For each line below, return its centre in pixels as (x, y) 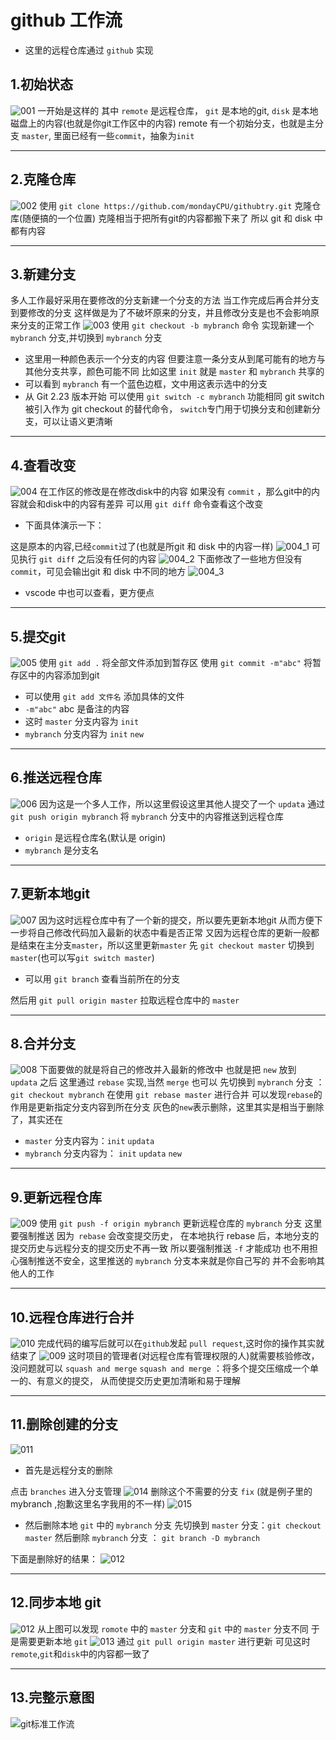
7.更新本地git (50, 894)
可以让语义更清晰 (77, 422)
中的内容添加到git (63, 675)
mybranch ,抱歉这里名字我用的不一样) (88, 1503)
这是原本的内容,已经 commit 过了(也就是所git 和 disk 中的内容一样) (142, 547)
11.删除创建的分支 (64, 1424)
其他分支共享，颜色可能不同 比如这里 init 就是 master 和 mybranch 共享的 (174, 372)
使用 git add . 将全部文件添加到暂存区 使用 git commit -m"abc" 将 (175, 662)
